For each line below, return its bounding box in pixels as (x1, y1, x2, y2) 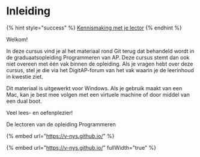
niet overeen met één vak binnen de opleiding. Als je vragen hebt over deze (6, 60, 193, 67)
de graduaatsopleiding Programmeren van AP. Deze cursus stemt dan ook (6, 54, 190, 61)
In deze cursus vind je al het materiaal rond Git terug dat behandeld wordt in (6, 47, 195, 55)
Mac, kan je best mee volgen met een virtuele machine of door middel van (6, 91, 190, 98)
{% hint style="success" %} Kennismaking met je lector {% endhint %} (6, 24, 182, 31)
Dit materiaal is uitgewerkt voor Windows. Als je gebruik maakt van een (6, 84, 182, 91)
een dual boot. (6, 97, 42, 105)
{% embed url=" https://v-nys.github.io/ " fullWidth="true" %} (6, 144, 157, 151)
